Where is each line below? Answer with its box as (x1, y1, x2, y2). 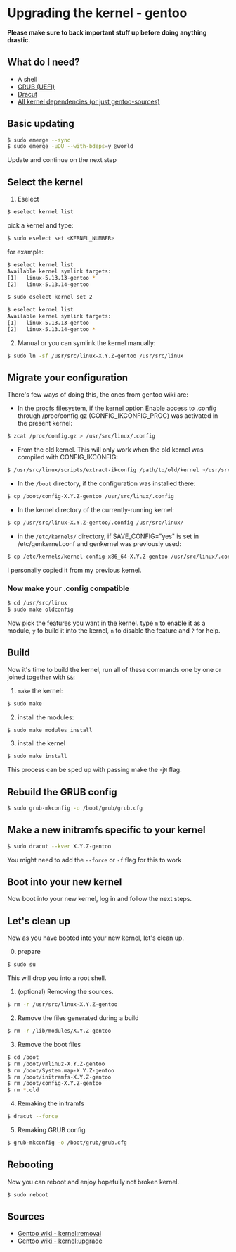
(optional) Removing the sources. (17, 988, 114, 996)
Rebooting (7, 1159, 54, 1171)
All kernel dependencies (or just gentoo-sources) (17, 97, 160, 106)
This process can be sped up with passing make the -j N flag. (7, 766, 182, 774)
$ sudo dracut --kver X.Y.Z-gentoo (7, 843, 112, 850)
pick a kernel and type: (7, 221, 74, 230)
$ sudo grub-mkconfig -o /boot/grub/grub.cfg (7, 805, 143, 812)
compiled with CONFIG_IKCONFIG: (17, 453, 118, 461)
